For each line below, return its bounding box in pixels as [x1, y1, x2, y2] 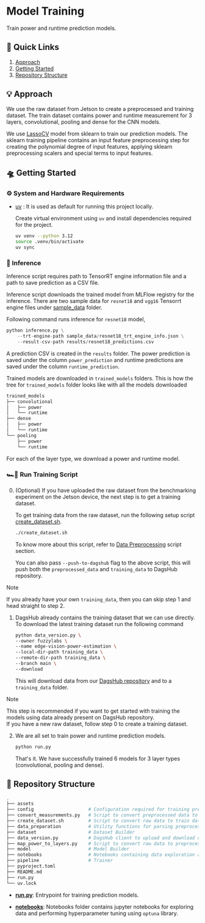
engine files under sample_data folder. [6, 304, 103, 312]
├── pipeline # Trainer [6, 858, 113, 864]
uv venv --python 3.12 [15, 233, 73, 239]
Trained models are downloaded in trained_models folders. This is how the [6, 374, 193, 382]
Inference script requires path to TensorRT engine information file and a [6, 273, 187, 280]
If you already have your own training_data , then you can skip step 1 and [6, 596, 191, 603]
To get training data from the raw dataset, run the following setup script [15, 511, 195, 519]
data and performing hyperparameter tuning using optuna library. [15, 910, 179, 917]
